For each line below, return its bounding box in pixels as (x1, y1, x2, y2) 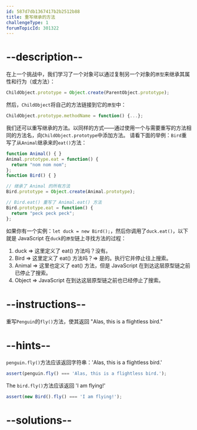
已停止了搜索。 (14, 269, 51, 276)
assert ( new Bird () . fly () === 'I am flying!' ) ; (6, 394, 122, 400)
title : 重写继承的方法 (6, 14, 56, 20)
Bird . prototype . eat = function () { (6, 204, 94, 211)
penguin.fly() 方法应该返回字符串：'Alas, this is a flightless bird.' (6, 359, 162, 366)
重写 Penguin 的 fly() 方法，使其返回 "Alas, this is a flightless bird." (6, 317, 163, 325)
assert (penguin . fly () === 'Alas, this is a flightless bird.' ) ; (6, 371, 167, 377)
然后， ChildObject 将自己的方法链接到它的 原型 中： (6, 101, 126, 108)
